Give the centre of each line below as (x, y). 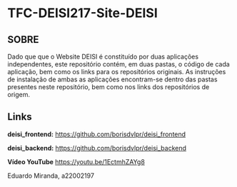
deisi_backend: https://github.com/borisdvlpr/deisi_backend (97, 148)
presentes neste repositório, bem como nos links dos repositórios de (109, 87)
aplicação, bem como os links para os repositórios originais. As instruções (117, 72)
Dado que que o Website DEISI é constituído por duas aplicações (103, 56)
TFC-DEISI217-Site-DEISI (83, 13)
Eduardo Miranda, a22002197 (51, 176)
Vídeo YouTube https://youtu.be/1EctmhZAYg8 (76, 161)
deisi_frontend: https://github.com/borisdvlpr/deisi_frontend (97, 134)
